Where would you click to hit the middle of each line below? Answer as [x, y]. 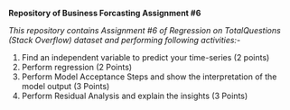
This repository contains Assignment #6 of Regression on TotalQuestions [145, 30]
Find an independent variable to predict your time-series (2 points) [145, 57]
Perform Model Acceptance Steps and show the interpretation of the [149, 77]
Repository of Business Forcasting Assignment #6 [105, 13]
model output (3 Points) [65, 86]
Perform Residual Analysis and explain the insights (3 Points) [135, 96]
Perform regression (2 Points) [77, 67]
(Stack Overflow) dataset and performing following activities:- [125, 40]
